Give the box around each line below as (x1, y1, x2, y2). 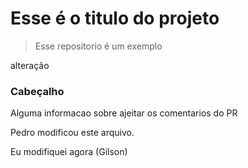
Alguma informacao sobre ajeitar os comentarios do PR (10, 107, 238, 119)
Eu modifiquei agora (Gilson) (10, 146, 128, 158)
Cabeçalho (10, 84, 65, 98)
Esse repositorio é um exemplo (34, 40, 163, 52)
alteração (10, 59, 50, 71)
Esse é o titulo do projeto (10, 7, 220, 30)
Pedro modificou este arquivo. (10, 127, 135, 139)
